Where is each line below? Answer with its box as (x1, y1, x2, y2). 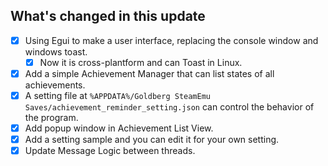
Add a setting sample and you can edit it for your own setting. (24, 134, 280, 146)
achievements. (24, 79, 86, 91)
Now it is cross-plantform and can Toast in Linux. (39, 56, 243, 68)
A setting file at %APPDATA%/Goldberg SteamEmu (24, 90, 212, 101)
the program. (24, 112, 79, 124)
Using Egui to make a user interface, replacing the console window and (24, 34, 319, 46)
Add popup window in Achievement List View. (24, 122, 214, 134)
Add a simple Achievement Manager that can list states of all (24, 67, 275, 79)
